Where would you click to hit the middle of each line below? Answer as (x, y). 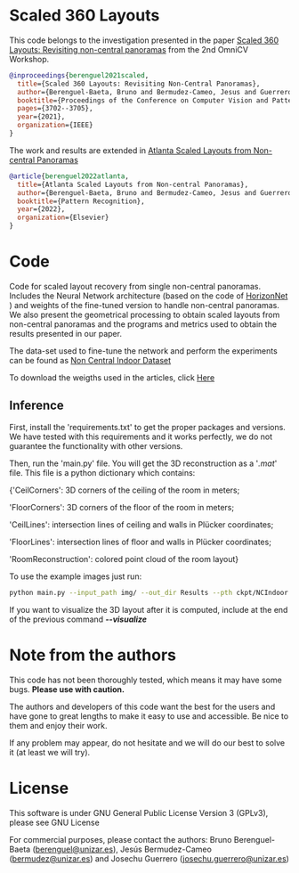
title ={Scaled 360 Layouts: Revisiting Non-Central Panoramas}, (139, 84)
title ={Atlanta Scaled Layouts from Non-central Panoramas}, (133, 184)
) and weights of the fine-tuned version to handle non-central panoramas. (145, 305)
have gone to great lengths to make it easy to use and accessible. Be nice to (149, 716)
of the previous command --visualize (78, 619)
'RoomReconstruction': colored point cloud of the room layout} (124, 559)
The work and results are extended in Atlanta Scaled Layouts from (130, 150)
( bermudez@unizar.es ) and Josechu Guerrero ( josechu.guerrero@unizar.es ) (149, 858)
